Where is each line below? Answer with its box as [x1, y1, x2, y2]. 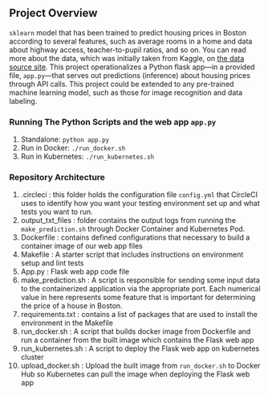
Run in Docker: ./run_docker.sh [20, 143, 126, 153]
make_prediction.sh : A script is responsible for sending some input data [20, 275, 260, 285]
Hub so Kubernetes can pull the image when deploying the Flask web [20, 369, 250, 379]
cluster [20, 352, 44, 362]
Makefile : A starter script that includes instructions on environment [20, 249, 244, 260]
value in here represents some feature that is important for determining [20, 293, 256, 302]
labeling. [9, 96, 38, 105]
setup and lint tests [20, 258, 84, 268]
